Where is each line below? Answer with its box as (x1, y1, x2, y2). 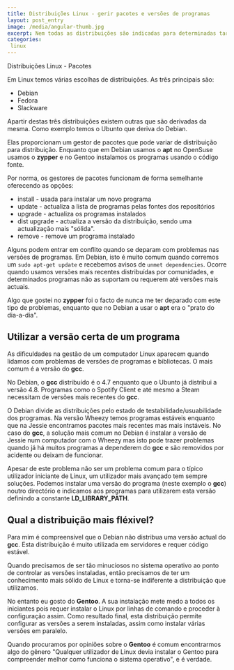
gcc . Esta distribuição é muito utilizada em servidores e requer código (7, 540, 209, 549)
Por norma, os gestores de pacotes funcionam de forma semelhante (7, 174, 203, 182)
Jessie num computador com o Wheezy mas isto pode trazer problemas (7, 435, 214, 444)
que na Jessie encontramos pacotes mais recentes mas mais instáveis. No (7, 421, 221, 429)
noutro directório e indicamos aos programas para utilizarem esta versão (7, 486, 216, 495)
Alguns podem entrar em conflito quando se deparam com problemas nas (7, 246, 219, 253)
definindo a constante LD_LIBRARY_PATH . (7, 493, 130, 502)
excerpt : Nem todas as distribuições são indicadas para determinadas (7, 29, 217, 37)
